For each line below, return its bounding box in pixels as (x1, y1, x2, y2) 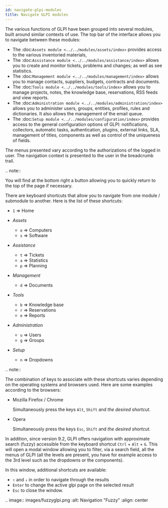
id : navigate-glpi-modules (5, 7, 62, 13)
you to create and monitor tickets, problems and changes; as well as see (12, 62, 162, 68)
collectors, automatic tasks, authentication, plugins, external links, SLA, (12, 126, 160, 132)
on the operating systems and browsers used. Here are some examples (5, 381, 153, 388)
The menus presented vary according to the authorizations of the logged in (5, 147, 160, 153)
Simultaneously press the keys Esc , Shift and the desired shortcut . (12, 426, 151, 432)
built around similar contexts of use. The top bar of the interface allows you (5, 31, 161, 37)
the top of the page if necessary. (5, 182, 73, 189)
